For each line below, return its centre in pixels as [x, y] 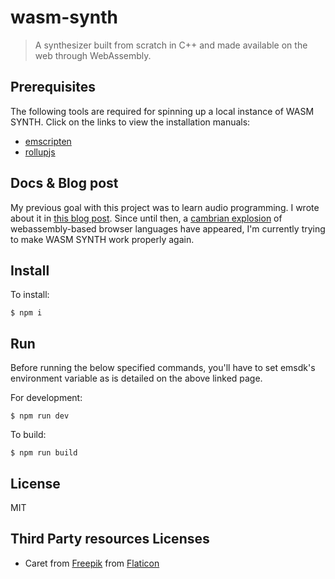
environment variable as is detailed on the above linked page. [136, 378]
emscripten [48, 141]
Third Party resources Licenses [110, 539]
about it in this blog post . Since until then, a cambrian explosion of [146, 218]
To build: [28, 435]
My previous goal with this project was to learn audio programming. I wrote [165, 207]
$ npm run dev [40, 416]
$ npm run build [44, 453]
